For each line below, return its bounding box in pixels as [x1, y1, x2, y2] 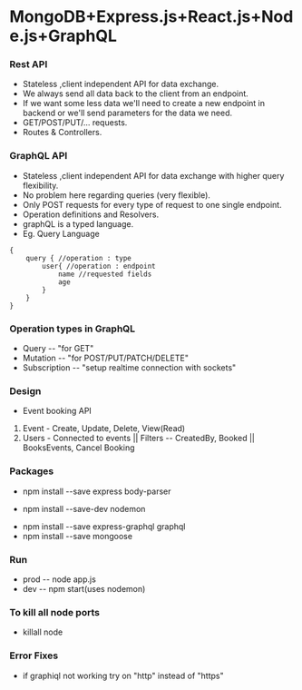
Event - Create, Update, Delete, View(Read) [22, 423, 186, 434]
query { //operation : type [25, 253, 132, 262]
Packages [9, 465, 54, 478]
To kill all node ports [9, 606, 100, 618]
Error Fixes [9, 649, 59, 662]
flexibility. [22, 180, 59, 191]
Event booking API [22, 406, 93, 417]
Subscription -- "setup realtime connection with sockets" [22, 362, 237, 373]
